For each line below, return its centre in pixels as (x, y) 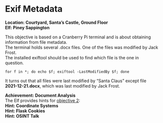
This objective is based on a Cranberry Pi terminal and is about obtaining (78, 37)
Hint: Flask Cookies (25, 111)
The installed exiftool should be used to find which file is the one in (72, 57)
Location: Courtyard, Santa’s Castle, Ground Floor (57, 22)
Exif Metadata (34, 9)
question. (15, 63)
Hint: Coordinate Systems (32, 105)
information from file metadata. (36, 42)
